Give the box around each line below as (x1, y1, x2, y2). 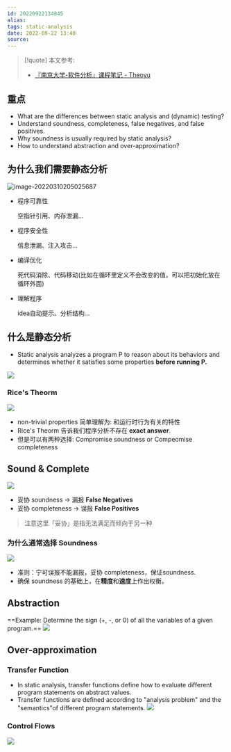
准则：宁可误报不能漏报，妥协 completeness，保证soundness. (17, 568, 196, 576)
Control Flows (7, 721, 55, 731)
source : (7, 36, 30, 43)
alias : (7, 17, 26, 24)
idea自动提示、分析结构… (17, 309, 90, 317)
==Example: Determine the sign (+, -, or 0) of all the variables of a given (7, 616, 214, 624)
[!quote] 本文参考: (24, 56, 75, 65)
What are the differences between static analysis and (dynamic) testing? (17, 112, 224, 120)
